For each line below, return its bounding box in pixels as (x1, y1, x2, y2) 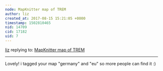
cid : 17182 (5, 29, 27, 34)
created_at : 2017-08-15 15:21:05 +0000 (5, 16, 86, 21)
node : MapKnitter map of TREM (5, 7, 66, 12)
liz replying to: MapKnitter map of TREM (5, 47, 85, 53)
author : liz (5, 12, 29, 16)
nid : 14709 (5, 25, 27, 30)
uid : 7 (5, 34, 18, 39)
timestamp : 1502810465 (5, 20, 51, 25)
